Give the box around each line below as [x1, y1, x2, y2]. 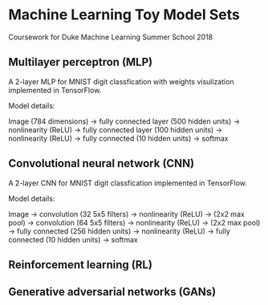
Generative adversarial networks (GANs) [8, 285, 217, 299]
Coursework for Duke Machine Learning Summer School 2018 [8, 32, 213, 42]
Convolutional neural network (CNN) [8, 157, 195, 170]
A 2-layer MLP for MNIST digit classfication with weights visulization [8, 76, 234, 86]
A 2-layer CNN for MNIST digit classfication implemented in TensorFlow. [8, 178, 247, 188]
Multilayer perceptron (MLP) [8, 55, 153, 69]
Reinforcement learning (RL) [8, 258, 152, 271]
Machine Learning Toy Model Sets [8, 6, 241, 24]
